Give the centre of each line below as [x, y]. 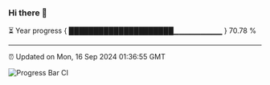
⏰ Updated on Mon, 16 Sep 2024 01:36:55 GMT [87, 57]
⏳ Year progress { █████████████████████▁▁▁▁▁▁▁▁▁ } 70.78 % [133, 30]
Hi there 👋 [28, 13]
